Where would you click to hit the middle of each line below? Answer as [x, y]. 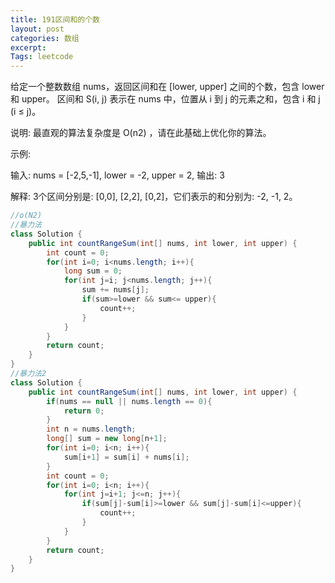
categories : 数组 [45, 38]
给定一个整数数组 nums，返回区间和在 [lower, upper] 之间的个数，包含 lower [167, 87]
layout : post [37, 29]
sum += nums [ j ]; [115, 290]
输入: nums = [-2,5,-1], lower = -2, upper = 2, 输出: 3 [117, 175]
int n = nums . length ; [91, 429]
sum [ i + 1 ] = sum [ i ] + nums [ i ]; [126, 457]
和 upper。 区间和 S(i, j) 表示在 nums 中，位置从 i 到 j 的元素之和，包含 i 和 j [165, 99]
